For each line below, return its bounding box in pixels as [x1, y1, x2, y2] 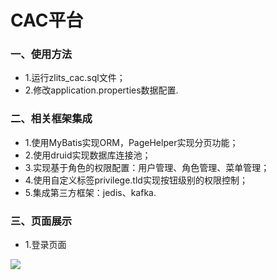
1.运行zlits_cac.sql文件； [24, 72, 126, 84]
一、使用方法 [10, 47, 73, 61]
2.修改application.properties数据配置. [24, 84, 179, 96]
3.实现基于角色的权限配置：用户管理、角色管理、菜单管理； [24, 161, 270, 173]
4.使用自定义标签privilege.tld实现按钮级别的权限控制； [24, 174, 248, 186]
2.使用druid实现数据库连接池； [24, 149, 152, 161]
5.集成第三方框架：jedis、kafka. [24, 186, 157, 198]
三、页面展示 [10, 214, 73, 228]
